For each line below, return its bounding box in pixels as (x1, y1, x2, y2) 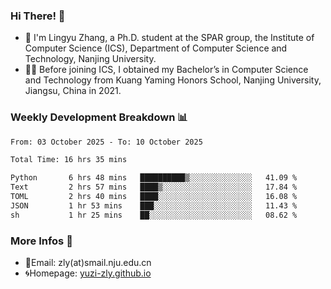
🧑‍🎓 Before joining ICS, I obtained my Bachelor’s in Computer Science (24, 64, 309, 76)
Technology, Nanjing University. (24, 53, 157, 65)
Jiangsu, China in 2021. (24, 85, 122, 97)
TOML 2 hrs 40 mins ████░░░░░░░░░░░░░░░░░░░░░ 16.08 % (10, 192, 298, 202)
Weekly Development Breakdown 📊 (10, 110, 188, 124)
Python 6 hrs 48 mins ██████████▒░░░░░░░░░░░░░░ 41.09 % (10, 173, 298, 183)
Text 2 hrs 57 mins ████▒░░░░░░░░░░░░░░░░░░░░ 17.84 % (10, 182, 298, 193)
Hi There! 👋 (10, 9, 66, 23)
